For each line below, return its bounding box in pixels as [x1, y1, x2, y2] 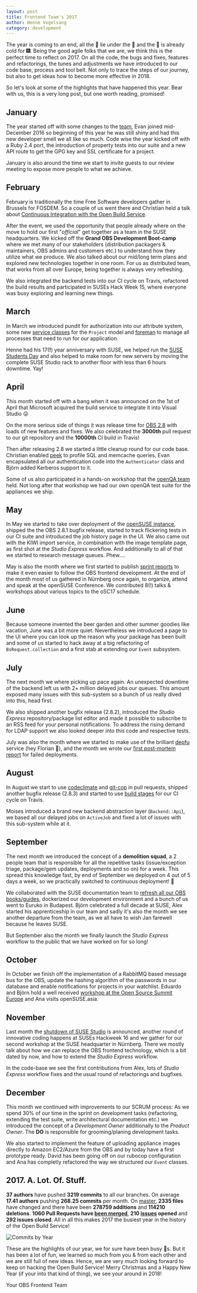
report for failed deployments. [6, 751, 79, 758]
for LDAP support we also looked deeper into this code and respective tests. [6, 727, 191, 734]
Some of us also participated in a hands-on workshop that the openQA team [6, 475, 191, 483]
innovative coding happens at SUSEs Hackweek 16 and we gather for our [6, 1034, 183, 1041]
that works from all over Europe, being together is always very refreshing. [6, 266, 184, 273]
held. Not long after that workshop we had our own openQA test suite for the [6, 481, 191, 488]
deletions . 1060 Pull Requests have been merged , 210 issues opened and [6, 1210, 188, 1217]
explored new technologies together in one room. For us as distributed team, [6, 259, 191, 266]
